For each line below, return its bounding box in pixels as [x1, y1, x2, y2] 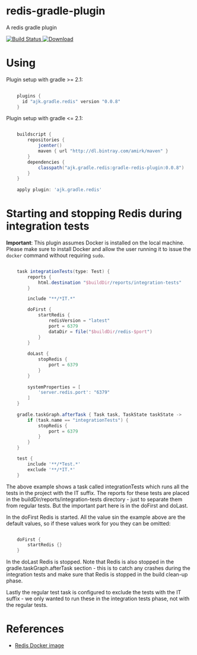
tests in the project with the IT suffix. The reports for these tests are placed [6, 489, 190, 496]
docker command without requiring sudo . [6, 252, 105, 259]
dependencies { [27, 159, 65, 165]
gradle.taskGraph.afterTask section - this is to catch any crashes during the [6, 565, 191, 572]
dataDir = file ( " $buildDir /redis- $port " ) [48, 328, 152, 334]
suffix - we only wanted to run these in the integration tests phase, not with [6, 595, 190, 602]
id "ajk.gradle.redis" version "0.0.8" [21, 98, 120, 105]
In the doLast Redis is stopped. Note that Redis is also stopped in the [6, 558, 174, 566]
